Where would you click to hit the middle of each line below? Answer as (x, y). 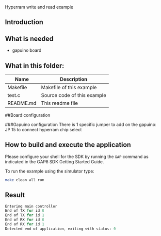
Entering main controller (31, 206)
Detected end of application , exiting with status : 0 (61, 229)
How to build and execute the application (68, 145)
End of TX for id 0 (25, 211)
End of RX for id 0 (25, 220)
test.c (14, 95)
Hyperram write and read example (39, 7)
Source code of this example (74, 95)
